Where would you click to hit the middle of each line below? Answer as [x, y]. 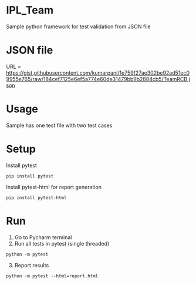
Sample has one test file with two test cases [59, 125]
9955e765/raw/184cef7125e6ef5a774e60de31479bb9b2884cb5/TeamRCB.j [98, 79]
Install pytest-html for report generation [54, 187]
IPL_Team [30, 10]
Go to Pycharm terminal [43, 237]
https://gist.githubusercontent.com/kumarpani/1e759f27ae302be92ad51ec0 [98, 73]
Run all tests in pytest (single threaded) [62, 243]
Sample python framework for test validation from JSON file [78, 26]
